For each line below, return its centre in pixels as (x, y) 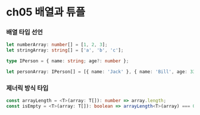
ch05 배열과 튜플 (46, 12)
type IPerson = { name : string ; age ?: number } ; (68, 61)
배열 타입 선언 (25, 32)
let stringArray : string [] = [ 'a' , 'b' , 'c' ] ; (65, 50)
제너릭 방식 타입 (27, 88)
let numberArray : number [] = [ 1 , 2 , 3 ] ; (57, 45)
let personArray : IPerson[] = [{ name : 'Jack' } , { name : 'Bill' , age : (97, 72)
